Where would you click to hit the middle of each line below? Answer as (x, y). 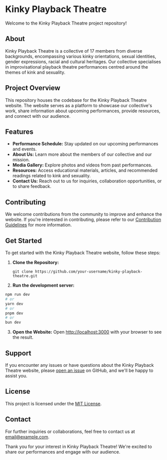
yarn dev (14, 304)
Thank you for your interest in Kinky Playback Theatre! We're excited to (79, 446)
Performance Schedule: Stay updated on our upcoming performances (85, 144)
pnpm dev (14, 313)
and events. (24, 149)
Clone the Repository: (35, 262)
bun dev (13, 322)
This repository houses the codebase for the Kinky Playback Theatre (76, 100)
